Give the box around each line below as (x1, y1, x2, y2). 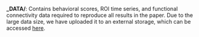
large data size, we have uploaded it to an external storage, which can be (6, 18, 191, 25)
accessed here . (6, 24, 46, 32)
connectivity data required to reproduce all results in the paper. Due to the (6, 12, 193, 19)
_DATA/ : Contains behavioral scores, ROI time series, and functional (6, 5, 178, 12)
